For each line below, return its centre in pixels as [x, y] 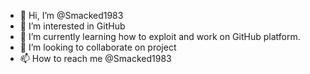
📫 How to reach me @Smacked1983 [95, 58]
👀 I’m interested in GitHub [72, 26]
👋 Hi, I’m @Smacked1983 [71, 15]
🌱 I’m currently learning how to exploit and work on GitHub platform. [160, 36]
